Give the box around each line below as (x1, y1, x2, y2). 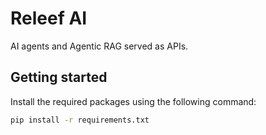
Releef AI (10, 7, 88, 30)
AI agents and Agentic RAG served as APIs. (10, 40, 189, 52)
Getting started (10, 69, 108, 86)
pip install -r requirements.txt (10, 115, 150, 125)
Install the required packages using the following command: (10, 95, 257, 107)
